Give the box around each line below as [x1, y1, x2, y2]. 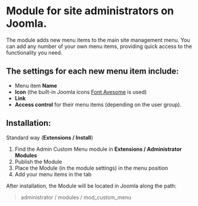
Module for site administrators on [6, 4, 174, 18]
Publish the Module [14, 158, 62, 165]
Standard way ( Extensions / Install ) [6, 134, 94, 141]
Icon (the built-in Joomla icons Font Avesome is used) [14, 88, 147, 96]
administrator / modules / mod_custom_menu [20, 194, 132, 201]
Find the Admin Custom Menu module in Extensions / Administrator [14, 145, 182, 153]
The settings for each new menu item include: [6, 66, 179, 77]
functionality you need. [6, 49, 63, 56]
